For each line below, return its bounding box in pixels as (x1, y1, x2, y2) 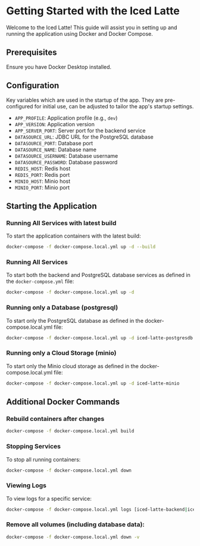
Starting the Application (6, 201, 97, 211)
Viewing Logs (6, 481, 46, 489)
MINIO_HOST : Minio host (14, 177, 71, 185)
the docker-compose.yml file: (6, 278, 74, 285)
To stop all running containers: (6, 455, 81, 463)
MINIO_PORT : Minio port (14, 183, 70, 191)
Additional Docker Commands (6, 397, 120, 407)
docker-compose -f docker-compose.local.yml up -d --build (6, 244, 156, 250)
